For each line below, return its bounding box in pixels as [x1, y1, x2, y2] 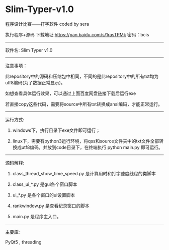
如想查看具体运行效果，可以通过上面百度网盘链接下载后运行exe [5, 90, 136, 96]
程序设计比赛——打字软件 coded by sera [5, 21, 90, 27]
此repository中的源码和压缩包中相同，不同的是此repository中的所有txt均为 [5, 73, 159, 79]
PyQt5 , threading [5, 239, 42, 245]
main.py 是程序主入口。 [12, 213, 61, 219]
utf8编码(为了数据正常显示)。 [5, 79, 65, 85]
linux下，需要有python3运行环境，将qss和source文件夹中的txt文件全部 [12, 138, 159, 144]
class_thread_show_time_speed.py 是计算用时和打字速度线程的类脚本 [12, 170, 156, 176]
